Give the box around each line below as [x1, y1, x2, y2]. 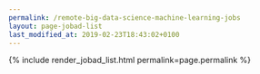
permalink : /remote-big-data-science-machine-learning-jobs [8, 13, 242, 23]
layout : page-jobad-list [8, 22, 103, 31]
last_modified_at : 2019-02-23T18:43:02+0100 [8, 30, 180, 39]
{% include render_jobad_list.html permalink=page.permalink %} [8, 55, 252, 66]
